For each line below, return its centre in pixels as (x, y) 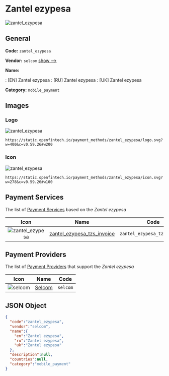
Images (17, 106)
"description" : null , (31, 355)
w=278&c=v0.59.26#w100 (29, 182)
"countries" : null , (29, 359)
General (18, 39)
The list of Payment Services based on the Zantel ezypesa (66, 209)
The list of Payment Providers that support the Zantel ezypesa (70, 267)
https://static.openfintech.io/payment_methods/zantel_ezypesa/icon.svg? (84, 177)
